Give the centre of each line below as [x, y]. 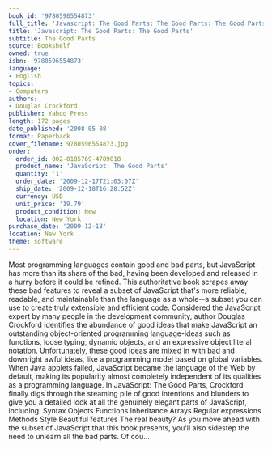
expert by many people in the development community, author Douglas [127, 316]
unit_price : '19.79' [50, 204]
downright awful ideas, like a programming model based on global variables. [136, 359]
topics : [21, 83]
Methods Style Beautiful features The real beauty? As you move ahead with [134, 419]
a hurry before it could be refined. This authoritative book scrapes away [128, 282]
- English [25, 76]
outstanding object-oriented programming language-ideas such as [119, 333]
